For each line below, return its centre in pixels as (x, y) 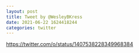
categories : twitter (31, 28)
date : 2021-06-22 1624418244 (42, 22)
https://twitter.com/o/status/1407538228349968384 (70, 44)
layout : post (22, 11)
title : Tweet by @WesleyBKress (44, 17)
